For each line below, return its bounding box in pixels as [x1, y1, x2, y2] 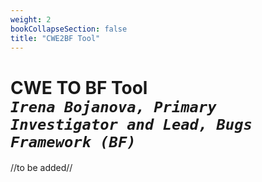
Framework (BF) [10, 132, 137, 151]
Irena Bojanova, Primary [10, 97, 217, 116]
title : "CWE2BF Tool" [10, 33, 101, 43]
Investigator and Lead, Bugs [10, 115, 253, 134]
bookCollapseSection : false [10, 24, 128, 34]
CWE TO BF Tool [10, 76, 148, 99]
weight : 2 [10, 14, 52, 25]
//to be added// [10, 162, 73, 174]
